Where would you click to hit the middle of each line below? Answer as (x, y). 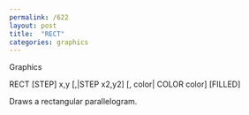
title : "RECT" (37, 34)
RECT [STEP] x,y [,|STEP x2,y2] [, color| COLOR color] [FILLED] (125, 84)
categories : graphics (49, 42)
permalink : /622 (39, 17)
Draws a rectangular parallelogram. (73, 102)
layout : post (33, 26)
